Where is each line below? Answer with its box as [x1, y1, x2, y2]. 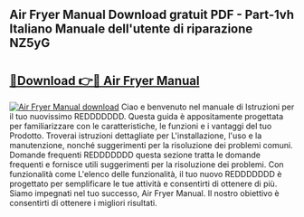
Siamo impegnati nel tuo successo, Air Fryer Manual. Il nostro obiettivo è [9, 188, 280, 198]
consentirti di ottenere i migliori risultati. [9, 198, 157, 208]
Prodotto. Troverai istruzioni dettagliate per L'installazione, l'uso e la [9, 130, 262, 141]
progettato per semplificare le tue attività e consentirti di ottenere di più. [9, 178, 278, 189]
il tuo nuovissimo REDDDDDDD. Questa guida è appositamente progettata [9, 111, 284, 121]
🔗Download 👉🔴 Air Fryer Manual [9, 72, 200, 89]
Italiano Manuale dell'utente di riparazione [9, 22, 253, 37]
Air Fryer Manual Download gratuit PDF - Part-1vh [9, 7, 295, 23]
